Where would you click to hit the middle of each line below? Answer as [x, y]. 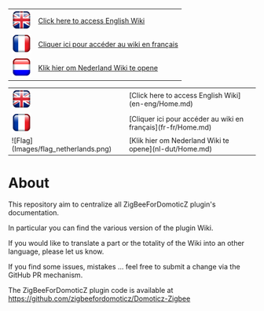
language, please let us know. [56, 251]
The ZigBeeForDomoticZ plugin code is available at [91, 291]
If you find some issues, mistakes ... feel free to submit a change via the [125, 267]
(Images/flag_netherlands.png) [62, 149]
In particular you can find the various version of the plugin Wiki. [111, 228]
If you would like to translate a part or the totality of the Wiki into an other [126, 243]
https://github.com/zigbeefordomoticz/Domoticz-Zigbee [99, 298]
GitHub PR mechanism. [46, 275]
